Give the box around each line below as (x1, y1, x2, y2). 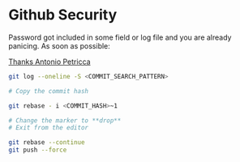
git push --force (8, 146, 67, 155)
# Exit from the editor (8, 124, 89, 132)
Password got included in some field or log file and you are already (8, 32, 232, 42)
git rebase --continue (8, 139, 85, 147)
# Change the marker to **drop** (8, 116, 122, 125)
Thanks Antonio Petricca (8, 57, 91, 66)
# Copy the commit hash (8, 87, 89, 95)
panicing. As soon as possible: (8, 40, 111, 50)
